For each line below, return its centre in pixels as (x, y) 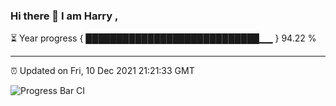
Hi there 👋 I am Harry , (64, 16)
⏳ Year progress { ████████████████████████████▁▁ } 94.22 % (163, 38)
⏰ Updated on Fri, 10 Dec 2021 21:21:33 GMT (102, 71)
